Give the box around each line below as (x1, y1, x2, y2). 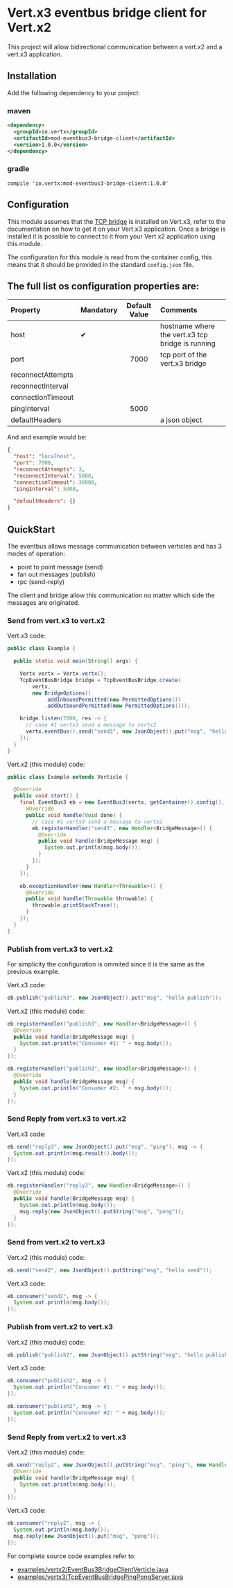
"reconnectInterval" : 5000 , (13, 472, 95, 479)
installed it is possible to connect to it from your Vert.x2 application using (7, 232, 216, 241)
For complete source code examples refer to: (7, 1552, 137, 1560)
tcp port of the (160, 350, 207, 359)
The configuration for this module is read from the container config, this (7, 252, 213, 261)
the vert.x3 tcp (160, 330, 208, 340)
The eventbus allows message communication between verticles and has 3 (7, 542, 222, 551)
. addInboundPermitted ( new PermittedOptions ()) (44, 696, 182, 703)
